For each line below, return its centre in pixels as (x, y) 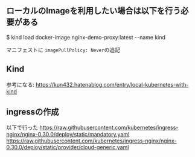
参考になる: (21, 84)
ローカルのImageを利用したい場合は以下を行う (94, 11)
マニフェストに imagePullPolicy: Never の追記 (63, 50)
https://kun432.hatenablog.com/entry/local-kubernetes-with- (112, 84)
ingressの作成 (33, 112)
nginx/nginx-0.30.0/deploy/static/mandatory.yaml (68, 135)
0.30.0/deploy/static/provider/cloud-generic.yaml (68, 147)
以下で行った (22, 128)
